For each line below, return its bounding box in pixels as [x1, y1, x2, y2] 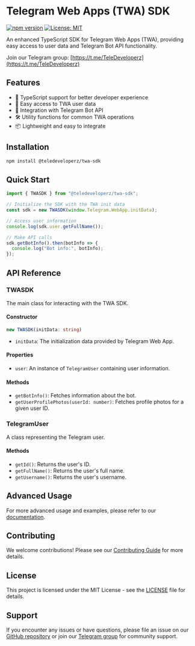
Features [6, 78, 40, 88]
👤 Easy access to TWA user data [14, 100, 96, 107]
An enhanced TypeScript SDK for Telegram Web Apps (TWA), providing [6, 36, 184, 43]
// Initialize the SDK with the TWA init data [6, 202, 125, 208]
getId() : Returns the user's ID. [14, 461, 91, 468]
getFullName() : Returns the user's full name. [14, 467, 125, 474]
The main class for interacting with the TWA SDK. [6, 299, 129, 306]
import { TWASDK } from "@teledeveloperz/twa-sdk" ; [6, 191, 138, 197]
